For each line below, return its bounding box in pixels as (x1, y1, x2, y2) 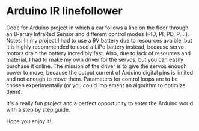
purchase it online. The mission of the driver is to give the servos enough (6, 62, 188, 70)
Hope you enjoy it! (6, 117, 52, 124)
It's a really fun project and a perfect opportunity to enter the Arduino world (6, 99, 194, 106)
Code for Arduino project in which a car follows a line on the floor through (6, 24, 189, 31)
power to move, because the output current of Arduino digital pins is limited (6, 69, 194, 76)
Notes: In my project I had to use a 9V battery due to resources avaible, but (6, 37, 192, 44)
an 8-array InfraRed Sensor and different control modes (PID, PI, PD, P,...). (6, 30, 189, 37)
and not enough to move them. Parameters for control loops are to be (6, 75, 179, 82)
